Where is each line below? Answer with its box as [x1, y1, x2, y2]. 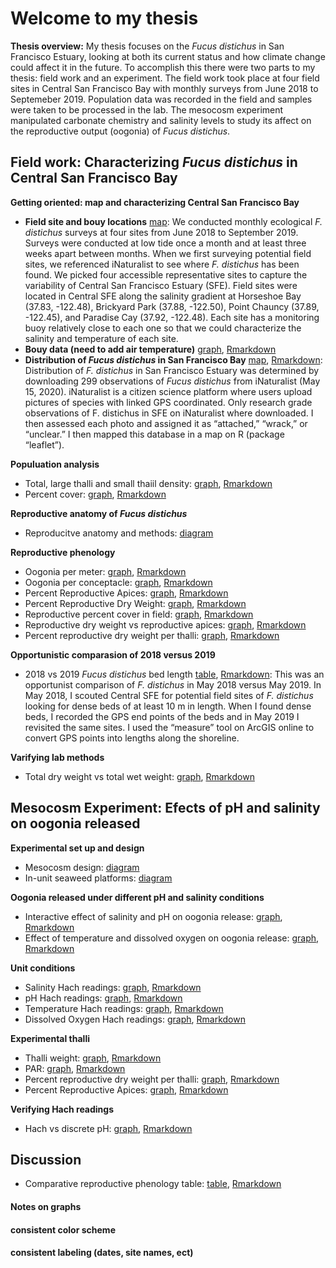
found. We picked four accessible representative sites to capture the [24, 268, 308, 281]
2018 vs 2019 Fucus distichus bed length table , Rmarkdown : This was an [24, 668, 325, 680]
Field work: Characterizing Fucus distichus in [10, 154, 298, 171]
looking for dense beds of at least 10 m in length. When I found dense [24, 700, 312, 712]
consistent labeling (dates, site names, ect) [10, 1247, 194, 1259]
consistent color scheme [10, 1223, 116, 1236]
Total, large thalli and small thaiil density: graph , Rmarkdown [24, 477, 273, 489]
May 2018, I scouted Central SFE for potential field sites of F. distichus [24, 689, 314, 701]
